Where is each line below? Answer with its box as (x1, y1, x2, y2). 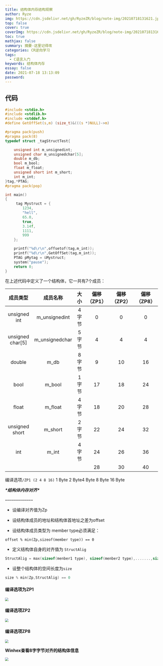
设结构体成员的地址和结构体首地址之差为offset (12, 517, 105, 523)
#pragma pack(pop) (5, 183, 42, 188)
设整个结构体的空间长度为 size (12, 565, 72, 571)
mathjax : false (5, 39, 36, 44)
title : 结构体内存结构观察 (5, 7, 53, 12)
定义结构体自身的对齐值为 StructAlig (12, 546, 86, 552)
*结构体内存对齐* (5, 487, 40, 493)
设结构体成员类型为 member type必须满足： (12, 528, 100, 533)
